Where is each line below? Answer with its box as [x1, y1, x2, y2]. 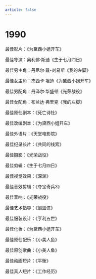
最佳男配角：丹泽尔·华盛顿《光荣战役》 [5, 88, 85, 94]
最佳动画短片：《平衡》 [5, 258, 51, 264]
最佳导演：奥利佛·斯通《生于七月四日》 [5, 56, 85, 62]
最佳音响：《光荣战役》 [5, 194, 51, 200]
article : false [5, 7, 37, 12]
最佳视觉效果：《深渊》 [5, 173, 51, 179]
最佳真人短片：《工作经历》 [5, 268, 59, 274]
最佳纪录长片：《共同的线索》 [5, 141, 64, 147]
